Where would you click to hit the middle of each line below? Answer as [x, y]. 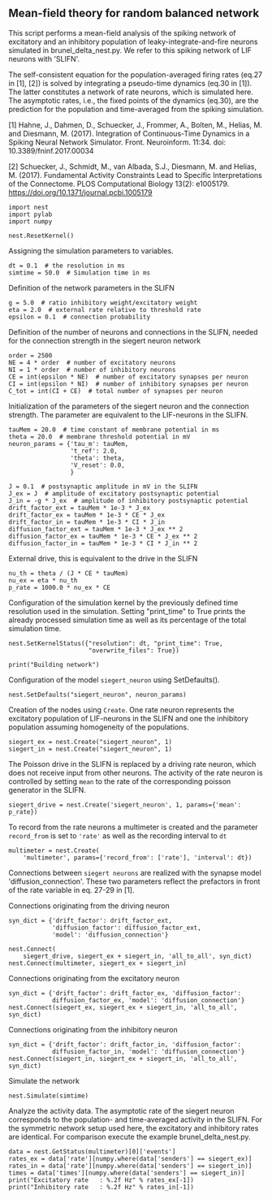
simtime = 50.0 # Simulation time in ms [80, 273]
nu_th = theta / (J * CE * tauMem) [69, 573]
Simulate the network [44, 1080]
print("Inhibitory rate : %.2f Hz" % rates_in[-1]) [101, 1187]
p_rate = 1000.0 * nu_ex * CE [60, 587]
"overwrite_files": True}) [134, 650]
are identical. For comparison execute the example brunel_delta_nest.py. [130, 1136]
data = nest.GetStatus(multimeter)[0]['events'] [92, 1151]
